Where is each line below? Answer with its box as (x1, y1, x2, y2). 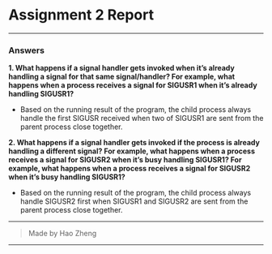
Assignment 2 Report (8, 6, 155, 24)
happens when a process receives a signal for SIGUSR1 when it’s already (8, 80, 257, 90)
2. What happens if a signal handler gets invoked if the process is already (8, 138, 261, 148)
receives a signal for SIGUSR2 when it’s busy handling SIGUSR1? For (8, 155, 242, 165)
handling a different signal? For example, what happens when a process (8, 146, 255, 156)
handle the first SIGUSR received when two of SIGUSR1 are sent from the (19, 114, 264, 123)
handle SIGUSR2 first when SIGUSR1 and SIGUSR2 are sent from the (19, 196, 249, 206)
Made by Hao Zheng (28, 229, 97, 239)
